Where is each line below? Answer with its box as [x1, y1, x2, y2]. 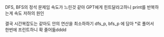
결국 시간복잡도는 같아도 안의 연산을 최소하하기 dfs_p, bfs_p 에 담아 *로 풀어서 [5, 21, 154, 26]
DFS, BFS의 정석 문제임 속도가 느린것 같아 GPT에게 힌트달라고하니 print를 [5, 4, 146, 10]
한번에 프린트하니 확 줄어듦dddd [5, 27, 67, 33]
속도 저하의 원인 [14, 10, 44, 16]
